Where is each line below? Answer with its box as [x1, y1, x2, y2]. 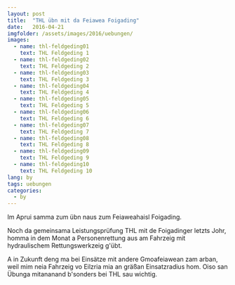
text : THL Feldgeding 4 [20, 89, 90, 96]
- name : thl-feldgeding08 [13, 134, 90, 141]
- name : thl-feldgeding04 [13, 82, 90, 89]
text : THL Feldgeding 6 [20, 115, 90, 122]
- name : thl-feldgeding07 [13, 121, 90, 129]
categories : [7, 187, 42, 194]
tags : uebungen [7, 180, 52, 187]
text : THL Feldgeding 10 [20, 167, 93, 175]
